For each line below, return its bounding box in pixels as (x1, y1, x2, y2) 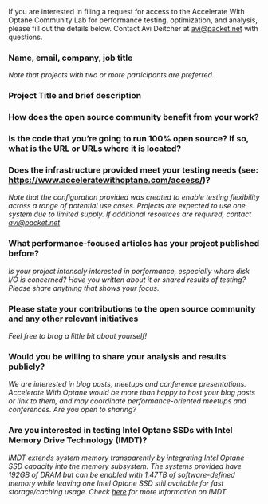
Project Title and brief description (8, 90, 142, 101)
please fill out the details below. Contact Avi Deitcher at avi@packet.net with (8, 24, 258, 33)
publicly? (8, 361, 45, 372)
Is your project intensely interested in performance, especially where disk (8, 266, 250, 276)
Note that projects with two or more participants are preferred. (8, 70, 215, 80)
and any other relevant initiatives (8, 313, 139, 324)
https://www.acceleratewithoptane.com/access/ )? (8, 174, 211, 185)
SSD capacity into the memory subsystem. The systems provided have (8, 461, 242, 470)
